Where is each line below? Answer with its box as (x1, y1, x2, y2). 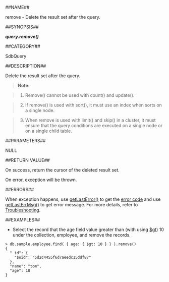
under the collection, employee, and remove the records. (12, 232, 131, 238)
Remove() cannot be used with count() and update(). (25, 92, 135, 98)
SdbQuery (5, 53, 27, 59)
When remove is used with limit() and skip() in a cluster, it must (25, 117, 156, 123)
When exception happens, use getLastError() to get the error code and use (5, 196, 161, 202)
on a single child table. (25, 128, 72, 134)
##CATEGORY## (5, 43, 40, 49)
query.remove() (5, 34, 39, 39)
